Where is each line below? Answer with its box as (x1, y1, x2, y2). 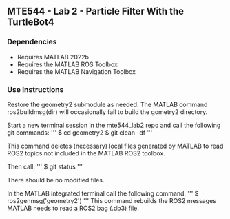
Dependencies (7, 37, 57, 47)
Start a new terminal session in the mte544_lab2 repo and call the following (7, 121, 221, 129)
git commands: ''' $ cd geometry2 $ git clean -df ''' (7, 128, 153, 137)
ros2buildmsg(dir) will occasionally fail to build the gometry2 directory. (7, 107, 208, 116)
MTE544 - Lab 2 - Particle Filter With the (7, 6, 185, 17)
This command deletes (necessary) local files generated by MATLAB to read (7, 142, 224, 150)
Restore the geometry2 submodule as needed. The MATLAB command (7, 100, 208, 108)
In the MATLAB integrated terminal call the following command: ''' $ (7, 189, 199, 198)
